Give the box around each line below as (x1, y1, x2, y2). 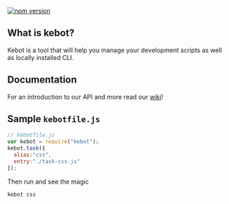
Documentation (7, 74, 78, 86)
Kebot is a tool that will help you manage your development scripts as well (7, 46, 222, 54)
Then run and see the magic (7, 177, 89, 186)
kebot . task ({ (7, 145, 46, 152)
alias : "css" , (13, 152, 52, 159)
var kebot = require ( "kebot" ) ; (7, 138, 99, 145)
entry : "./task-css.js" (13, 157, 80, 165)
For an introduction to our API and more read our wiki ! (7, 92, 163, 101)
